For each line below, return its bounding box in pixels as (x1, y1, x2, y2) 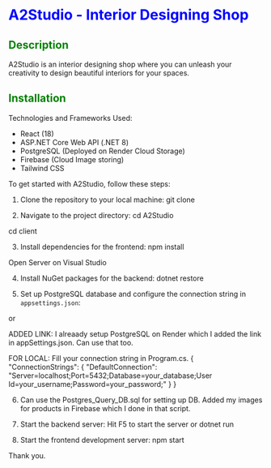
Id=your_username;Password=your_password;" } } (8, 379, 177, 389)
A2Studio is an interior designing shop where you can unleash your (8, 59, 232, 69)
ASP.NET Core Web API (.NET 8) (19, 137, 129, 147)
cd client (8, 225, 38, 236)
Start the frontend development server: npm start (19, 435, 184, 444)
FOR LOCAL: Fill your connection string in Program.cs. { (8, 353, 194, 363)
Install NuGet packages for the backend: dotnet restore (19, 273, 204, 283)
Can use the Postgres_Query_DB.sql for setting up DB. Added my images (19, 395, 263, 405)
